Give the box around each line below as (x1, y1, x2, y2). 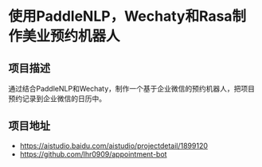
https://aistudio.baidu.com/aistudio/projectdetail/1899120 (19, 141, 209, 150)
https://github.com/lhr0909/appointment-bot (19, 149, 167, 159)
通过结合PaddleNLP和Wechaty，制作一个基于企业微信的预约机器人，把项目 (8, 84, 256, 93)
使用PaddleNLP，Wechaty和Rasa (8, 7, 233, 25)
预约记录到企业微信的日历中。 (8, 94, 106, 103)
